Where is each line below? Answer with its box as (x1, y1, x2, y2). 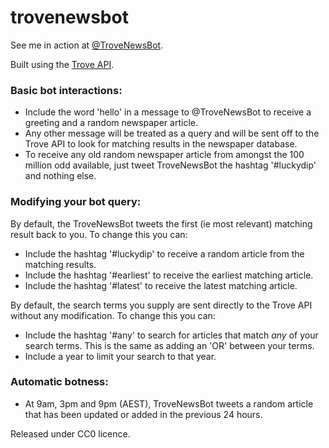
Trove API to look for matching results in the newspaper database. (24, 138, 298, 150)
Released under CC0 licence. (10, 427, 131, 440)
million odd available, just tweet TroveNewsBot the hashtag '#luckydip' (24, 159, 317, 171)
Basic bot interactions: (10, 83, 123, 97)
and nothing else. (24, 170, 97, 182)
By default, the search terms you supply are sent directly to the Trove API (10, 299, 313, 311)
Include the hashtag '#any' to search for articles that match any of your (24, 329, 319, 341)
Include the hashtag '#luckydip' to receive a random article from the (24, 247, 305, 260)
